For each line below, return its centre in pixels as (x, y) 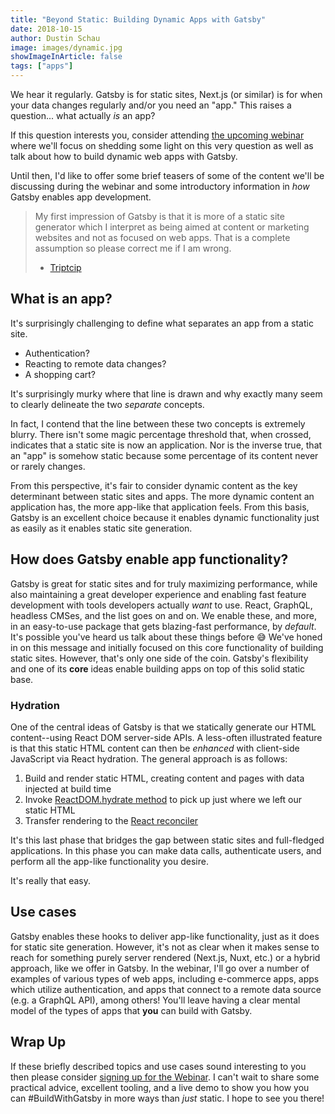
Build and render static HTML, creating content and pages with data (164, 778)
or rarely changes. (48, 466)
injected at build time (68, 788)
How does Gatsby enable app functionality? (149, 559)
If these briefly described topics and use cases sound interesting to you (158, 1066)
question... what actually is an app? (83, 115)
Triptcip (65, 267)
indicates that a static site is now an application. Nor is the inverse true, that (166, 445)
